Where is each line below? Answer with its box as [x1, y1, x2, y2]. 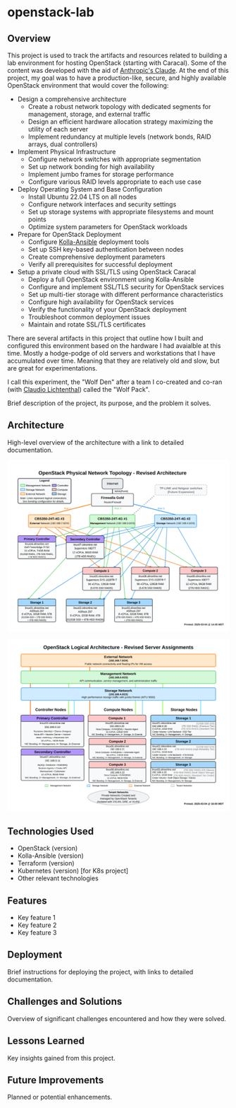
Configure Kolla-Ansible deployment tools [27, 238, 149, 246]
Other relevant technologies [17, 874, 99, 882]
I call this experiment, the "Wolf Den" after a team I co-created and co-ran [7, 378, 223, 386]
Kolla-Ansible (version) [17, 851, 85, 860]
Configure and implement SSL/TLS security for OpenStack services [27, 283, 224, 291]
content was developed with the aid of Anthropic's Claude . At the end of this [7, 66, 229, 74]
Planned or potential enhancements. [7, 1093, 113, 1102]
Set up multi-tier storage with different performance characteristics [27, 291, 223, 298]
